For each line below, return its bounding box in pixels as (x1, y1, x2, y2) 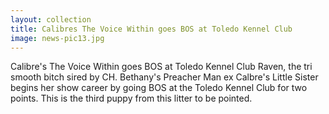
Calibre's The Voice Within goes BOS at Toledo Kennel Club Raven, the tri (10, 61, 313, 73)
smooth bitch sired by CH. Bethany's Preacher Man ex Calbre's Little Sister (10, 71, 319, 83)
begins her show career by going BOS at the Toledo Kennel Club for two (10, 82, 308, 94)
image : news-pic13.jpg (10, 33, 105, 43)
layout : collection (10, 14, 92, 25)
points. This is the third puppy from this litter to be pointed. (10, 92, 253, 105)
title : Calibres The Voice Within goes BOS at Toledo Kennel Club (10, 24, 293, 34)
